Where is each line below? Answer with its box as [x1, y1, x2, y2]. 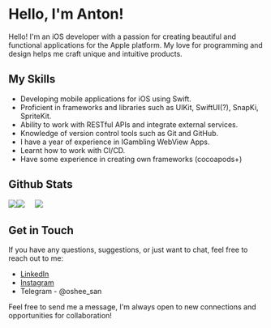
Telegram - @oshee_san [19, 287, 102, 296]
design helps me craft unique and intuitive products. [8, 49, 183, 58]
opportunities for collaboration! [8, 311, 112, 321]
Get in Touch [8, 224, 75, 237]
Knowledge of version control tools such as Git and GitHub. [19, 128, 219, 138]
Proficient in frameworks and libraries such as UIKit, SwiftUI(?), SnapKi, [19, 102, 259, 112]
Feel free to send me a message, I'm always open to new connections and [8, 302, 257, 312]
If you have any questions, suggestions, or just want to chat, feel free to [8, 245, 248, 255]
